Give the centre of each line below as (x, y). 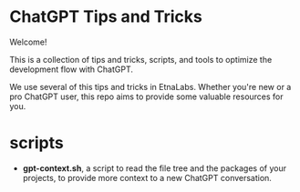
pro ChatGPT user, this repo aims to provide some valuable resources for (147, 96)
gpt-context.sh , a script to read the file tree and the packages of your (155, 168)
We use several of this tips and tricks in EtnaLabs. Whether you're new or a (150, 86)
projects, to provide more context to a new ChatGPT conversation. (147, 177)
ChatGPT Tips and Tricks (106, 17)
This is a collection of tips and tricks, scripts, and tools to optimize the (141, 59)
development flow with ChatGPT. (72, 69)
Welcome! (28, 42)
